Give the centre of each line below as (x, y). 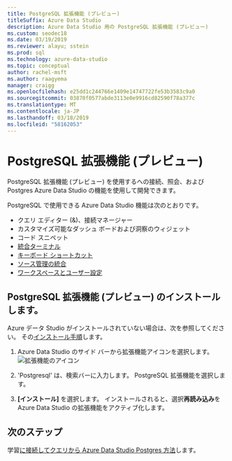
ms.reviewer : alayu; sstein (48, 46)
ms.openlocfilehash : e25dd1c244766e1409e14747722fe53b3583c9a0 (101, 92)
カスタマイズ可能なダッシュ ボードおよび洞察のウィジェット (104, 229)
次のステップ (35, 432)
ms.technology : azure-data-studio (58, 59)
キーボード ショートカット (55, 255)
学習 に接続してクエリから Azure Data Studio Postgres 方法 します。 (103, 450)
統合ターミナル (39, 246)
